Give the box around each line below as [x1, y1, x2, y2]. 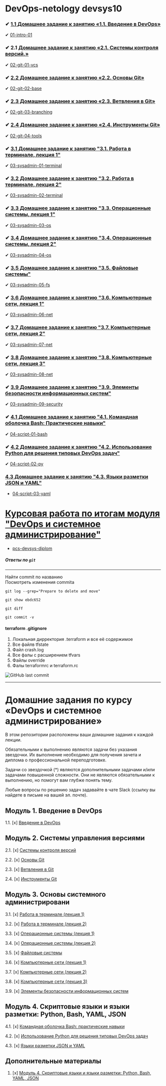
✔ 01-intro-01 [5, 32, 33, 38]
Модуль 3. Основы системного [5, 890, 106, 899]
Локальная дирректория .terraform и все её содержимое [12, 636, 133, 642]
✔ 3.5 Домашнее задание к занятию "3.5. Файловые [5, 264, 138, 271]
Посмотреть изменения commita [5, 579, 75, 585]
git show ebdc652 [5, 598, 41, 603]
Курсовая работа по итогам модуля [5, 508, 160, 519]
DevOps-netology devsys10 [5, 3, 123, 14]
